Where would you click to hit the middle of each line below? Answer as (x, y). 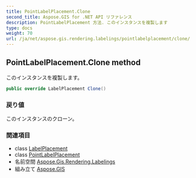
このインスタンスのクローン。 (42, 119)
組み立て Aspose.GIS (40, 169)
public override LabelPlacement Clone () (56, 89)
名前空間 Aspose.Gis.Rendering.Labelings (65, 162)
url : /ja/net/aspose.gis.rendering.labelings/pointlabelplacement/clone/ (98, 39)
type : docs (19, 28)
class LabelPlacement (41, 149)
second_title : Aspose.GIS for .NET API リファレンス (69, 17)
